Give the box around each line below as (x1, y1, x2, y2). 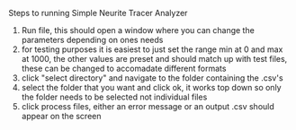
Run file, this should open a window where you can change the (21, 25, 256, 35)
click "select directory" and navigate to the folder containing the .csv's (21, 73, 284, 83)
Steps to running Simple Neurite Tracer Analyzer (8, 8, 188, 18)
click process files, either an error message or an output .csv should (21, 101, 275, 111)
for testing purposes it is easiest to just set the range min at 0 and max (21, 44, 283, 55)
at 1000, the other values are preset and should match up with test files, (21, 54, 288, 64)
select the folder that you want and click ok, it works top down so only (21, 82, 282, 92)
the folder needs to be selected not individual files (21, 91, 208, 102)
